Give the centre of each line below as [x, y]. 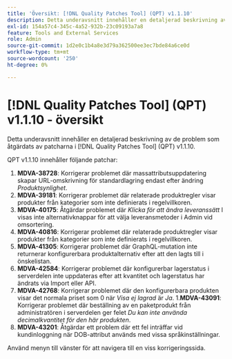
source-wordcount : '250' [43, 59]
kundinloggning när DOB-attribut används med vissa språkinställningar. [119, 334]
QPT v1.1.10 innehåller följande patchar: [62, 159]
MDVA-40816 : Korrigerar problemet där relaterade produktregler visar [117, 231]
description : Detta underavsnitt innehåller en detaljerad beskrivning [112, 20]
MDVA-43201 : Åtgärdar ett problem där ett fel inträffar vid [100, 327]
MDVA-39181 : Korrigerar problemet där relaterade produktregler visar [116, 195]
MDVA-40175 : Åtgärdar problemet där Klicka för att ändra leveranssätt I [120, 210]
